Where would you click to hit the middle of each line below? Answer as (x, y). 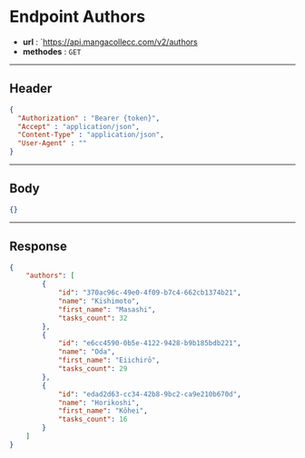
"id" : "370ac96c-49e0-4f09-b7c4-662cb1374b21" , (150, 293)
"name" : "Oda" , (87, 352)
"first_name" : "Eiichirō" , (109, 361)
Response (39, 247)
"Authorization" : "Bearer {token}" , (89, 118)
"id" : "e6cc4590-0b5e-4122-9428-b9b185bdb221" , (150, 343)
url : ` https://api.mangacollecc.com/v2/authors (110, 42)
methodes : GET (52, 51)
